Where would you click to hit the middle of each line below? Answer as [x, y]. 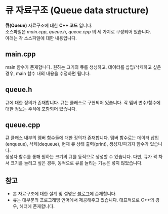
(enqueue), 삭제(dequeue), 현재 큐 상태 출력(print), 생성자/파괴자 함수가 [77, 144]
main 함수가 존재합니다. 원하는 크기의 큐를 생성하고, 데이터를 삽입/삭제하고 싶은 [83, 67]
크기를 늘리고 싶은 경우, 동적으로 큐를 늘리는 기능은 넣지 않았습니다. [76, 163]
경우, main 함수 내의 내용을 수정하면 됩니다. [48, 73]
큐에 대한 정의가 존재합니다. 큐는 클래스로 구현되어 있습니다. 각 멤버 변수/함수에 [83, 102]
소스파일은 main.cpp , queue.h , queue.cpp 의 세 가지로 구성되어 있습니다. [78, 31]
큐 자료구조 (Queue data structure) [77, 10]
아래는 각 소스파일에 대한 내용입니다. [41, 38]
